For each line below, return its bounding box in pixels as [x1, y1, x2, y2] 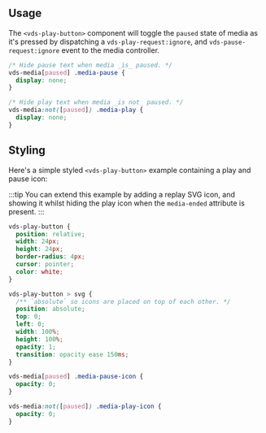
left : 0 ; [15, 320, 46, 328]
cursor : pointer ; [15, 260, 75, 268]
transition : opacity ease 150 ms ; [15, 350, 129, 358]
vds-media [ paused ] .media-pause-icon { [8, 373, 144, 381]
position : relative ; [15, 230, 85, 238]
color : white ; [15, 267, 63, 275]
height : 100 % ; [15, 335, 63, 344]
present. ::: [8, 206, 45, 216]
